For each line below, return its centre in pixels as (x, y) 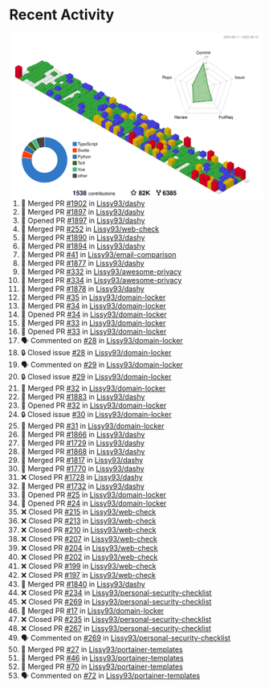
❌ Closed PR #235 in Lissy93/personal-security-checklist (116, 620)
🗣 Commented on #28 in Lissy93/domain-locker (102, 341)
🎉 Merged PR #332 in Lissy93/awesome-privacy (101, 272)
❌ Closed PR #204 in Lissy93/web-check (90, 548)
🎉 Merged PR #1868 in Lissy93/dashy (83, 452)
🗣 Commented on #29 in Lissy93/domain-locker (102, 365)
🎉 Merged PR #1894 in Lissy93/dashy (83, 246)
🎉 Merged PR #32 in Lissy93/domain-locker (93, 388)
